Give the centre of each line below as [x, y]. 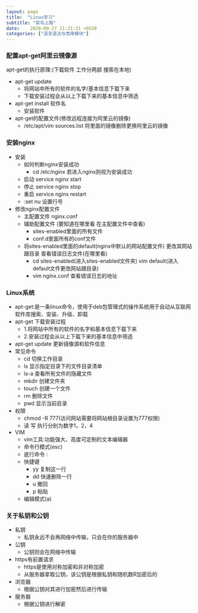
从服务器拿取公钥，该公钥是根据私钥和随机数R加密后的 [90, 574]
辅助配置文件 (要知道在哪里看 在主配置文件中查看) [84, 224]
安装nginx [21, 143]
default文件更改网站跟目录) [66, 268]
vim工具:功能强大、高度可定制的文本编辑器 [76, 439]
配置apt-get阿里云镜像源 [42, 56]
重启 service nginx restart [55, 194]
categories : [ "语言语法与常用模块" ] [48, 34]
